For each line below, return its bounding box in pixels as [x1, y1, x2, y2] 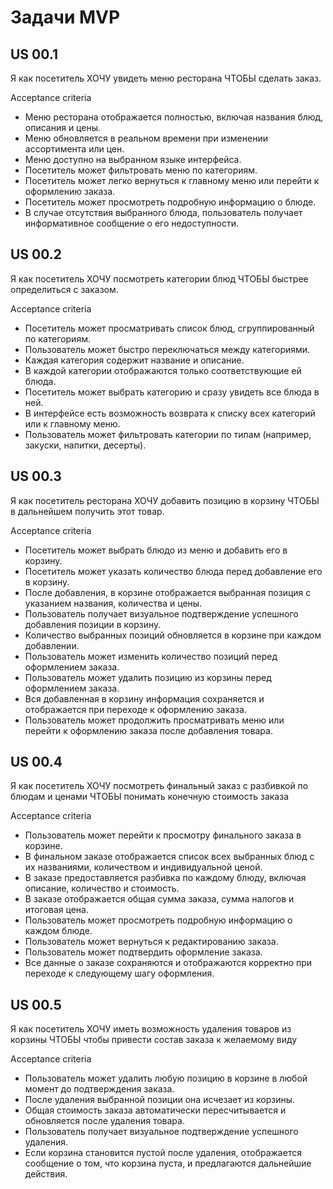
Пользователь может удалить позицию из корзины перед [24, 671, 272, 683]
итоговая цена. [24, 904, 89, 916]
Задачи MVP [10, 6, 121, 29]
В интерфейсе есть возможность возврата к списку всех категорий [24, 407, 316, 419]
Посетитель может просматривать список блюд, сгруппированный [24, 322, 315, 334]
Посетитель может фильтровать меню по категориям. [24, 164, 258, 176]
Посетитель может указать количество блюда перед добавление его [24, 565, 323, 577]
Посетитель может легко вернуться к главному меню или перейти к [24, 175, 320, 186]
